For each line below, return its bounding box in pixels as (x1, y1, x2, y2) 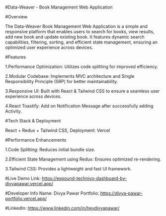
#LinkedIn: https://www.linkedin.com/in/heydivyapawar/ (5, 205, 120, 211)
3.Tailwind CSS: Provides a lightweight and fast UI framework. (5, 166, 132, 171)
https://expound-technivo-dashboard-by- (41, 175, 127, 181)
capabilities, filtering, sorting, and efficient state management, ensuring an (5, 39, 158, 45)
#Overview (5, 14, 28, 19)
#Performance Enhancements (5, 137, 67, 143)
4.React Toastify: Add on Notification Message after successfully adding (5, 103, 154, 108)
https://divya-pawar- (100, 190, 143, 196)
